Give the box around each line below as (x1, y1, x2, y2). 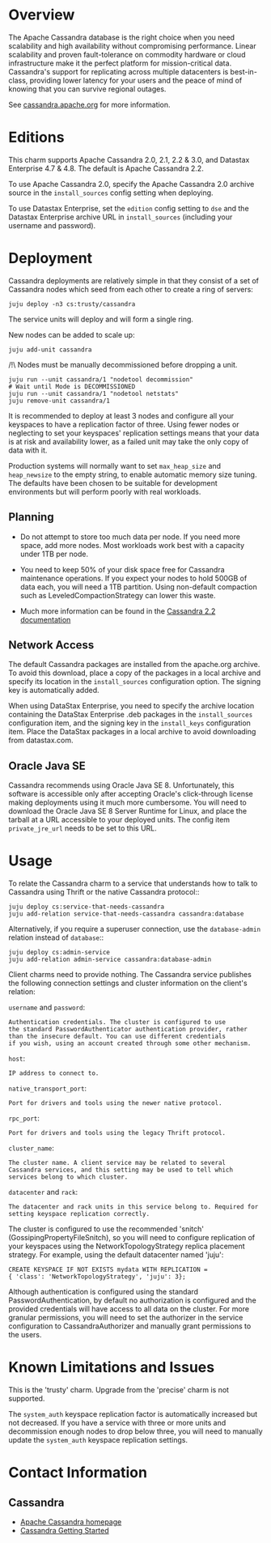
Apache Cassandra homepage (19, 1517, 122, 1527)
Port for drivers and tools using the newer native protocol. (8, 1099, 222, 1107)
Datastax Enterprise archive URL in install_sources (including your (8, 212, 233, 222)
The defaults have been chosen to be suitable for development (8, 478, 218, 487)
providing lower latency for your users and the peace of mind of (29, 75, 243, 85)
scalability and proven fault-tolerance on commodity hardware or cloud (8, 49, 246, 59)
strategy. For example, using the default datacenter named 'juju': (8, 1250, 224, 1260)
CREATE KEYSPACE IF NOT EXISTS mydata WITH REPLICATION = (8, 1265, 208, 1274)
